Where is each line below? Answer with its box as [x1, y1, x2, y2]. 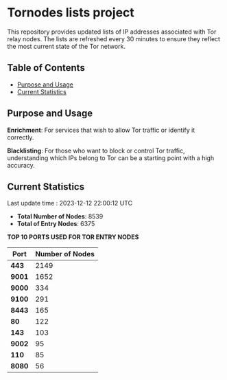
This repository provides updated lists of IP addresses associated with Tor [7, 27, 217, 36]
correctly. [7, 133, 34, 142]
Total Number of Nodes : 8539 [16, 212, 104, 221]
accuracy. [7, 161, 36, 169]
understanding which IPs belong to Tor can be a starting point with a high [7, 153, 215, 162]
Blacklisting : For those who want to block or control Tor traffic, [7, 146, 185, 155]
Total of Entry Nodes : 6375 [16, 220, 95, 228]
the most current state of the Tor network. [7, 42, 126, 50]
